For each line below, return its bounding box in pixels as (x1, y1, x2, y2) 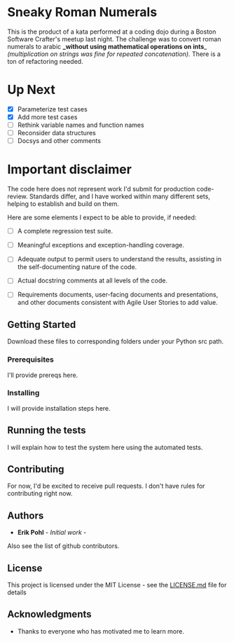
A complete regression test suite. (17, 227, 113, 235)
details (7, 588, 27, 596)
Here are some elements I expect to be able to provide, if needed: (7, 213, 197, 221)
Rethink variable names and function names (17, 121, 145, 129)
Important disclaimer (7, 162, 132, 177)
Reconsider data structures (17, 129, 96, 137)
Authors (7, 510, 44, 521)
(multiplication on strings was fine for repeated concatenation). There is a (7, 50, 221, 58)
